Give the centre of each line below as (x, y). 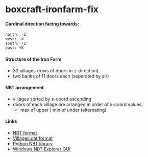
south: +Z (16, 44)
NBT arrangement (25, 88)
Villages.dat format (32, 138)
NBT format (25, 133)
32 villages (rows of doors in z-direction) (56, 70)
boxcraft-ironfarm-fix (52, 9)
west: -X (15, 39)
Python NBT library (33, 143)
